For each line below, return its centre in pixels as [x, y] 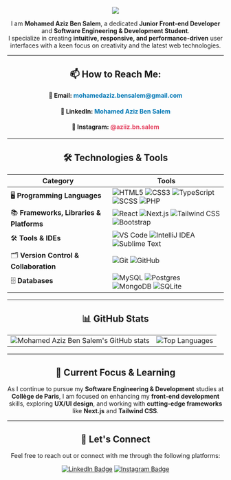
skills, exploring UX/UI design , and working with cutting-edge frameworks [115, 404]
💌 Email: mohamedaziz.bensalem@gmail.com [115, 95]
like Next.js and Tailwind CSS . [115, 411]
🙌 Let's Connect [115, 439]
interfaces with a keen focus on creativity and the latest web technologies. [115, 45]
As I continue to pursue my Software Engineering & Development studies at [115, 389]
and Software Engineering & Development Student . [115, 31]
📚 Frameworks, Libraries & [56, 212]
